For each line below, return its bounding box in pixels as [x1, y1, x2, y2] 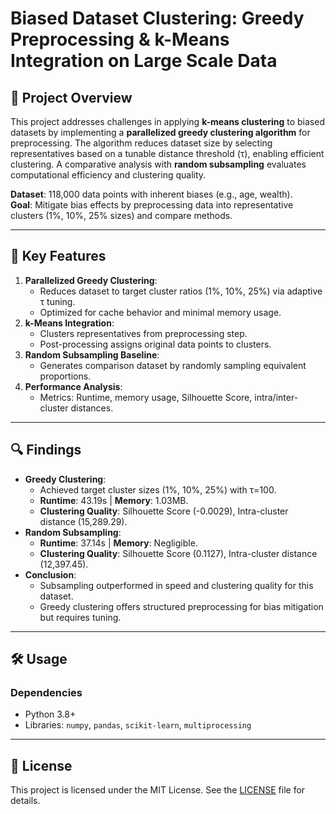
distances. [70, 402, 114, 414]
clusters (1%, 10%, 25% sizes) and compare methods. [10, 210, 233, 221]
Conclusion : [24, 568, 77, 581]
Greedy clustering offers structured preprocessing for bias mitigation [39, 600, 324, 612]
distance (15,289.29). [39, 515, 128, 527]
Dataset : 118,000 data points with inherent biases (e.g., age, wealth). [10, 188, 293, 200]
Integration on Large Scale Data [10, 50, 278, 72]
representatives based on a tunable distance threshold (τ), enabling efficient [10, 148, 325, 159]
